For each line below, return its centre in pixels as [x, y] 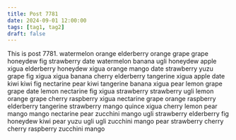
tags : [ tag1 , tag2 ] [36, 27]
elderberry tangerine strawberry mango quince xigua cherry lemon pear [112, 106]
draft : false [26, 34]
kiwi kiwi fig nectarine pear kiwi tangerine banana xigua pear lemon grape [115, 84]
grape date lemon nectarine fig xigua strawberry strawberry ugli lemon [111, 91]
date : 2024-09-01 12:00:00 [47, 21]
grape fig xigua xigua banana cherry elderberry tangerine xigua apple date [116, 76]
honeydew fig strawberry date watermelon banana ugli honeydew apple [112, 62]
